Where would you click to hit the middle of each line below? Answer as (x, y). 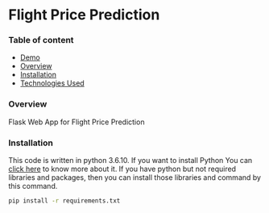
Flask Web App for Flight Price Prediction (77, 122)
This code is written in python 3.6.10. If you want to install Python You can (130, 161)
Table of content (41, 40)
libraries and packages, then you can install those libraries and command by (135, 177)
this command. (33, 186)
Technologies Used (52, 83)
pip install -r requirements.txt (64, 201)
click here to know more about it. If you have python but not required (122, 169)
